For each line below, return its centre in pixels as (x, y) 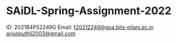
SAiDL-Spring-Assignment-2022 (89, 11)
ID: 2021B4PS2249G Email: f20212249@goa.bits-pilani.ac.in (80, 27)
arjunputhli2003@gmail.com (41, 33)
